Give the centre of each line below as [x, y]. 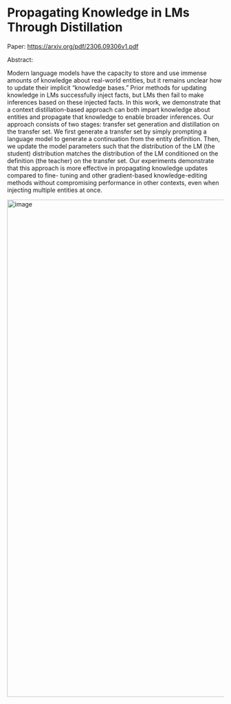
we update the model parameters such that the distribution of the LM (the [111, 146]
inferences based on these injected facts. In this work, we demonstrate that [114, 102]
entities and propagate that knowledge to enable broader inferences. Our [111, 117]
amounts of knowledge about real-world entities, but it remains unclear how [114, 80]
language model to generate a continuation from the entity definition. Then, [113, 138]
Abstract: [20, 59]
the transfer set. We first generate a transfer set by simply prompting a [107, 131]
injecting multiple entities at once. [55, 190]
